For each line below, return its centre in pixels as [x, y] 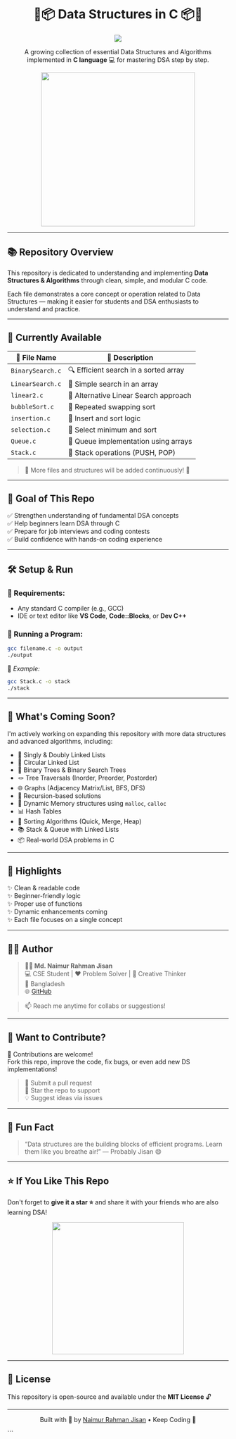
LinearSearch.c [36, 384]
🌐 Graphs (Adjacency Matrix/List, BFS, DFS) [81, 787]
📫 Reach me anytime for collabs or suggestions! [95, 1006]
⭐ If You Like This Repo [58, 1181]
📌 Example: [24, 669]
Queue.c [24, 441]
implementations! [32, 1069]
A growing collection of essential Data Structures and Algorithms [118, 51]
